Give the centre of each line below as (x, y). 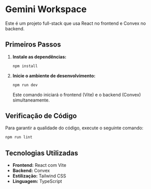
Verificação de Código (41, 115)
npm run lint (19, 137)
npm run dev (25, 85)
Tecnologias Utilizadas (42, 153)
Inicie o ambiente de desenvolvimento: (54, 76)
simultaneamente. (31, 100)
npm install (25, 66)
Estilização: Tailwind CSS (39, 176)
